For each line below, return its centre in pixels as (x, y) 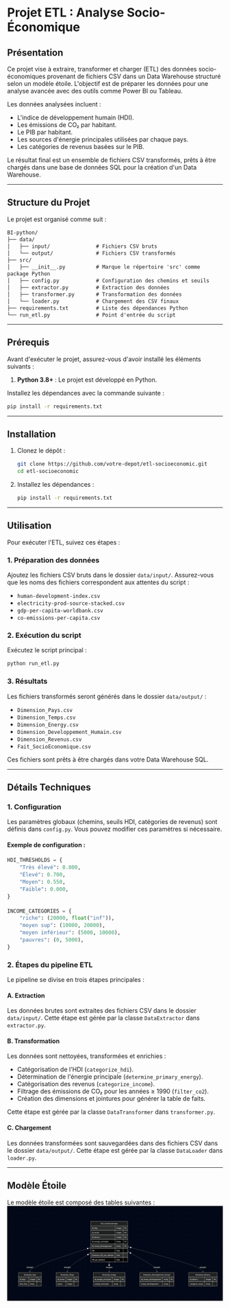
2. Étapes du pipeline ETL (50, 965)
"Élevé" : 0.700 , (43, 875)
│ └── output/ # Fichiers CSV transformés (91, 253)
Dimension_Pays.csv (45, 710)
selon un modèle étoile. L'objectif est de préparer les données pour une (108, 83)
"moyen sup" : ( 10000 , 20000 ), (63, 926)
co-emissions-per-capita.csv (59, 618)
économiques (26, 76)
